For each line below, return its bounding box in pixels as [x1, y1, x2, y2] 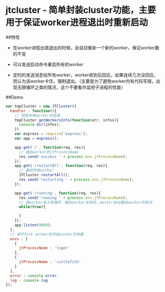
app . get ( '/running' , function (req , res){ [14, 191, 101, 195]
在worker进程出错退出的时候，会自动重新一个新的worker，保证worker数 [12, 45, 160, 50]
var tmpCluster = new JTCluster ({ [5, 103, 77, 109]
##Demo [5, 94, 24, 100]
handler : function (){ [10, 108, 57, 113]
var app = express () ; [14, 136, 59, 141]
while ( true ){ [18, 204, 46, 209]
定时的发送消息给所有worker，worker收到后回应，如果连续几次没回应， [12, 72, 159, 78]
